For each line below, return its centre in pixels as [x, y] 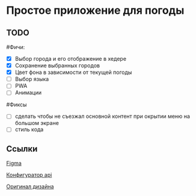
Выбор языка [32, 79]
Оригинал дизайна [30, 186]
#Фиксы [17, 105]
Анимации [28, 93]
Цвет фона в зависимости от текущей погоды [73, 72]
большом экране [37, 123]
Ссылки [22, 149]
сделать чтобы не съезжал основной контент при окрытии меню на [103, 116]
